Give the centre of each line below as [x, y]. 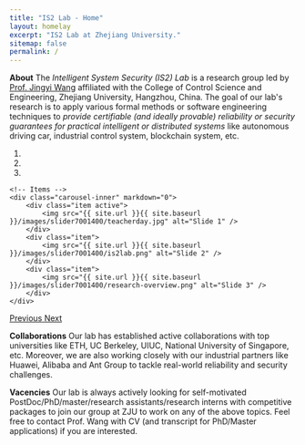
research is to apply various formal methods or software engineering [138, 107]
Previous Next [36, 318]
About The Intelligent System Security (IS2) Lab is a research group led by [149, 78]
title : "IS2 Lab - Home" [56, 18]
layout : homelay [40, 26]
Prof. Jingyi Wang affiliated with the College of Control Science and [136, 88]
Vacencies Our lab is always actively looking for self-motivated [128, 392]
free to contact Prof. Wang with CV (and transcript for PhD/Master [133, 421]
